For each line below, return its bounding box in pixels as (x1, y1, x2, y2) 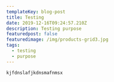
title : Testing (6, 14, 44, 20)
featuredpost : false (6, 31, 58, 37)
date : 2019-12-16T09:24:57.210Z (6, 20, 87, 26)
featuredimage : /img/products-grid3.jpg (6, 37, 109, 42)
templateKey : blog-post (6, 8, 66, 15)
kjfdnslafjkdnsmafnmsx (6, 69, 63, 75)
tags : (6, 42, 20, 48)
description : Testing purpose (6, 25, 82, 32)
